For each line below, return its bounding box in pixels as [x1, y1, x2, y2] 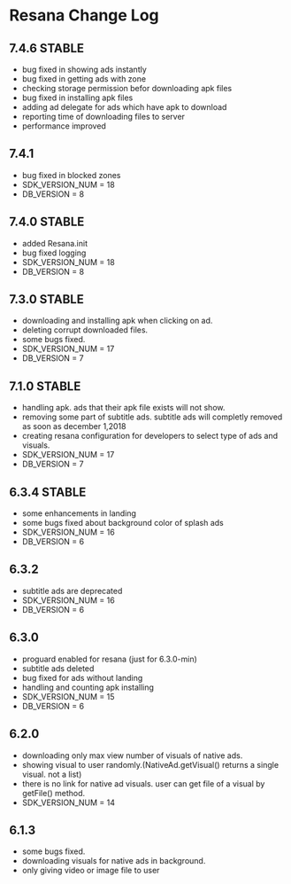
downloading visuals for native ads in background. [21, 856, 206, 866]
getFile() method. [21, 787, 86, 798]
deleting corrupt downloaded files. [21, 325, 149, 335]
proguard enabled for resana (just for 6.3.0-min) [21, 653, 197, 664]
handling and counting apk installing [21, 682, 155, 692]
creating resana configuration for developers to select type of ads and [21, 431, 279, 442]
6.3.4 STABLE [9, 484, 87, 499]
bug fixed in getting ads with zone [21, 74, 147, 84]
